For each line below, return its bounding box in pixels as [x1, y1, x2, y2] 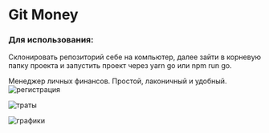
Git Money [8, 6, 79, 24]
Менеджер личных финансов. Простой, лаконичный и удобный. [8, 76, 227, 86]
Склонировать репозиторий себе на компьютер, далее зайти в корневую [8, 52, 262, 62]
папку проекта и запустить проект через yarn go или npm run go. [8, 61, 232, 71]
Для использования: [8, 34, 94, 46]
